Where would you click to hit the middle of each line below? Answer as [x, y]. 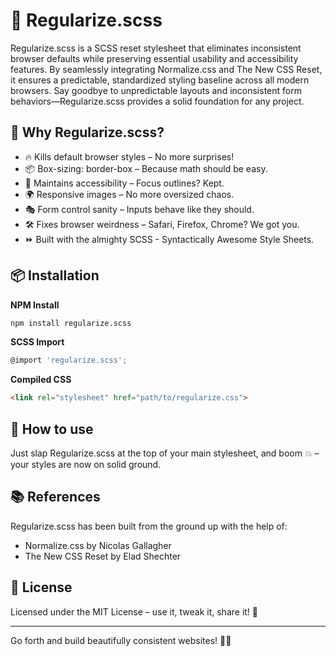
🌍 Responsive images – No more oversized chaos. [129, 194]
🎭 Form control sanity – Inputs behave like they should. [139, 209]
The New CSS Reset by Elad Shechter [103, 556]
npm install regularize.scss [71, 323]
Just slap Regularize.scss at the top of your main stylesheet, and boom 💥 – [165, 453]
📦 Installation [55, 275]
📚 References [55, 497]
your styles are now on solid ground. [86, 464]
